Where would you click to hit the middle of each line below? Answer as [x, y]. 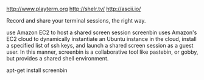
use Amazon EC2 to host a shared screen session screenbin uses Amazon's [102, 32]
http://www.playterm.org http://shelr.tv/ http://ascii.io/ [74, 9]
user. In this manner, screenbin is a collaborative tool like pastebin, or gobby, [102, 52]
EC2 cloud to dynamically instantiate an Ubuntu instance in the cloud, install [101, 39]
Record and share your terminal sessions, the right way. [76, 20]
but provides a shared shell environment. [58, 58]
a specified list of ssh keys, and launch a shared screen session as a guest [100, 45]
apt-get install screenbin [37, 70]
